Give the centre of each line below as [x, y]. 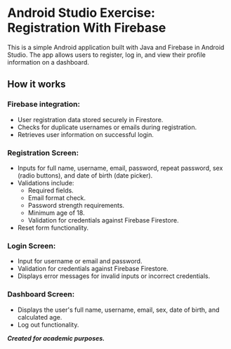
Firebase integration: [44, 105]
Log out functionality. [48, 324]
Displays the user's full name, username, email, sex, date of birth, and [118, 310]
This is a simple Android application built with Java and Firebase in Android [116, 47]
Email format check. [57, 197]
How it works [37, 85]
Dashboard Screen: [41, 294]
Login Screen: [32, 246]
